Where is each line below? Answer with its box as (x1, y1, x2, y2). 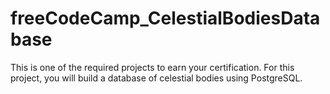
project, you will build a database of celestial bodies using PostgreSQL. (10, 72, 303, 84)
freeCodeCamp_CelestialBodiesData (10, 7, 321, 30)
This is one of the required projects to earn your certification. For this (10, 61, 295, 73)
